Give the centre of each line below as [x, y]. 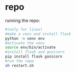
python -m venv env [25, 38]
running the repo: [23, 20]
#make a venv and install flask [38, 34]
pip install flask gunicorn [34, 57]
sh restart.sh [20, 65]
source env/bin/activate [30, 48]
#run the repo [20, 61]
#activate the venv [25, 43]
